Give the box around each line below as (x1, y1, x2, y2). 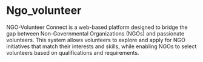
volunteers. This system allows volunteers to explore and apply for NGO (6, 36, 186, 43)
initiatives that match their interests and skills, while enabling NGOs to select (6, 43, 197, 50)
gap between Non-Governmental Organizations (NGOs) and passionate (6, 29, 185, 37)
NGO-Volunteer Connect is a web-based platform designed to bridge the (6, 23, 188, 31)
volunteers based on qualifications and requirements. (6, 49, 139, 56)
